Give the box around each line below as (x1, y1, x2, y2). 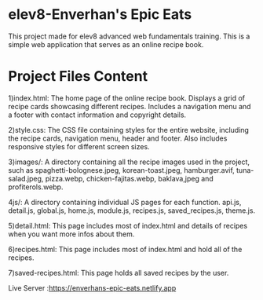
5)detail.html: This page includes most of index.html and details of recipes (8, 221, 248, 230)
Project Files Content (8, 68, 148, 86)
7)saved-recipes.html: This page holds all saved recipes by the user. (8, 268, 229, 277)
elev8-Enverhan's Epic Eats (8, 5, 192, 24)
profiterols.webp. (8, 182, 64, 192)
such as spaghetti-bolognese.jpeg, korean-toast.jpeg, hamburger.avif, (8, 165, 236, 174)
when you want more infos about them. (8, 229, 135, 239)
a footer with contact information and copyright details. (8, 110, 187, 119)
